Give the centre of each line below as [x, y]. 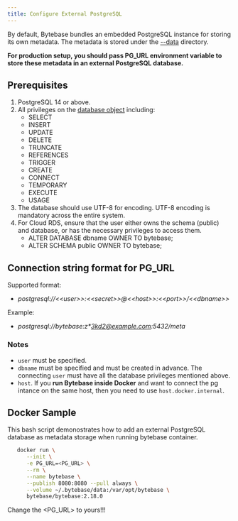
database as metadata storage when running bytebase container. [103, 437]
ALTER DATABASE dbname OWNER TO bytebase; [101, 238]
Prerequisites [38, 86]
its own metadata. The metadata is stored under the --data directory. [108, 42]
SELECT [40, 117]
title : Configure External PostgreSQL [65, 14]
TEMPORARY [48, 185]
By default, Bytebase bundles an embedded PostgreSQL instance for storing [119, 34]
